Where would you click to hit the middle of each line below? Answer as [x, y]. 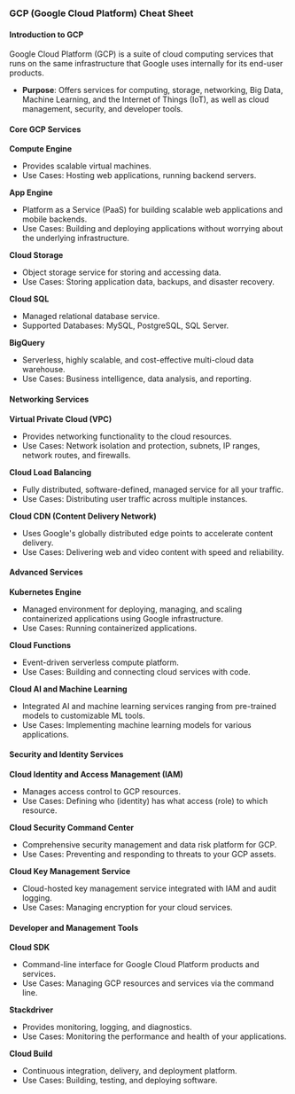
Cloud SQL [29, 299]
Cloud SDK [30, 948]
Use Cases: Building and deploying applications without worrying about [152, 229]
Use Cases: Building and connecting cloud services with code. [136, 671]
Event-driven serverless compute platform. [100, 662]
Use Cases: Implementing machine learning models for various [136, 724]
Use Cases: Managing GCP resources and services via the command [148, 983]
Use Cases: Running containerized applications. [109, 628]
